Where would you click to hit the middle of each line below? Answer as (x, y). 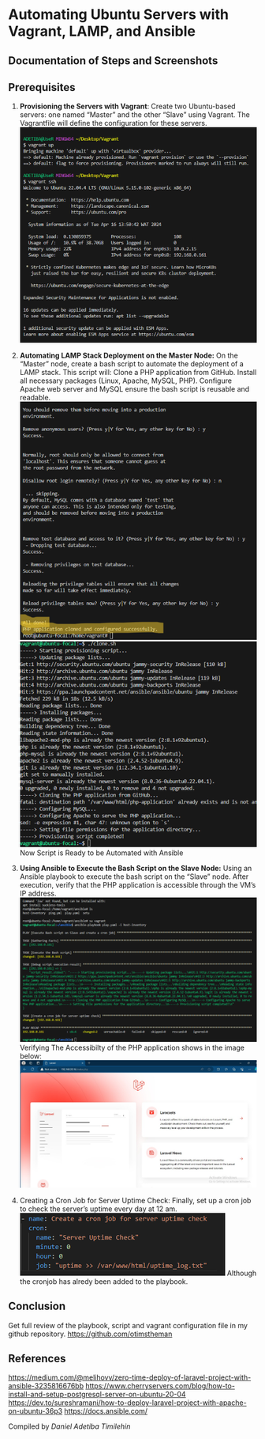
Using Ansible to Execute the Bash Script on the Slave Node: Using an (136, 869)
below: (30, 1056)
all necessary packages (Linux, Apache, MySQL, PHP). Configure (126, 381)
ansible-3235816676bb (46, 1386)
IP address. (38, 894)
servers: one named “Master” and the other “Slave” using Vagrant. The (134, 115)
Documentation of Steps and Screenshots (113, 61)
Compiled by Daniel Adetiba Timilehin (69, 1426)
